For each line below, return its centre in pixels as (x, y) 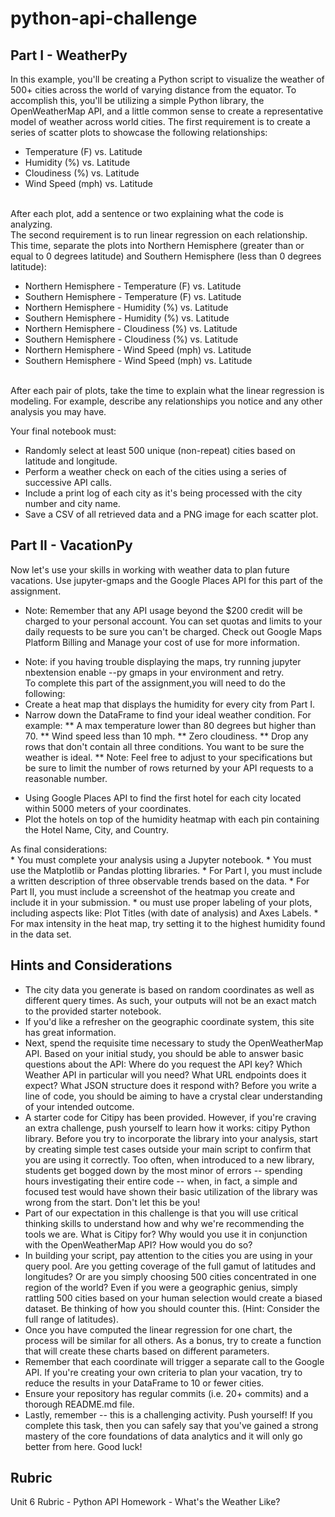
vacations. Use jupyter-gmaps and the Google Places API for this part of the (166, 580)
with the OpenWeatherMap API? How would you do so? (138, 1244)
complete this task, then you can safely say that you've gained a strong (171, 1425)
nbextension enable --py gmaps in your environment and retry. (154, 672)
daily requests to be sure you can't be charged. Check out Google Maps (173, 631)
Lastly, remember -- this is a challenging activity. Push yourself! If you (168, 1414)
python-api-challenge (104, 18)
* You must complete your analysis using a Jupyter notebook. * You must (161, 859)
